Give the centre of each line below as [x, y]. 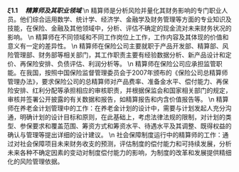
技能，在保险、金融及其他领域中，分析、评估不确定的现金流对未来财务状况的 [119, 28]
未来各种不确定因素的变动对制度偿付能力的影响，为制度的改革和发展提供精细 [119, 152]
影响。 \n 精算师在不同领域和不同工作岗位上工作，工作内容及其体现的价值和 [118, 37]
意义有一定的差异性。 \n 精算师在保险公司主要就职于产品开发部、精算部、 [115, 46]
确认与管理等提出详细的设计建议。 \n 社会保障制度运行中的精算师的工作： [115, 135]
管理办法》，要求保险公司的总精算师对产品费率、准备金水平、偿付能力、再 [115, 81]
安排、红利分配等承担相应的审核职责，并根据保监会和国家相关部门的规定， [122, 90]
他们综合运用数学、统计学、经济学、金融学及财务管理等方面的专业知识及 [126, 19]
